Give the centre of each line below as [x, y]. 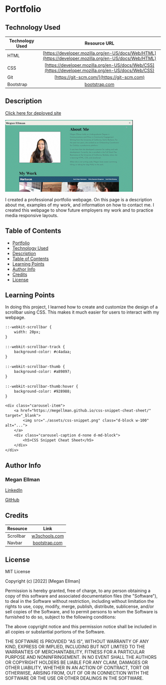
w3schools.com [48, 536]
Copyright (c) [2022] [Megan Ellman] [43, 581]
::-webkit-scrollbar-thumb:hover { [42, 387]
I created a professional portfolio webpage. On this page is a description [79, 199]
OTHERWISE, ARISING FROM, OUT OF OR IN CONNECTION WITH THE [77, 673]
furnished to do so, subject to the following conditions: [61, 617]
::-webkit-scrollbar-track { [35, 347]
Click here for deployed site [33, 113]
